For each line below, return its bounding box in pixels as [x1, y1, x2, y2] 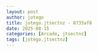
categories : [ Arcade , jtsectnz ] [6, 31, 87, 37]
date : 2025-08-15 [6, 25, 50, 32]
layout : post [6, 8, 39, 15]
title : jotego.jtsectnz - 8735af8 [6, 20, 93, 26]
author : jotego [6, 14, 44, 20]
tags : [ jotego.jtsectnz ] [6, 36, 68, 42]
